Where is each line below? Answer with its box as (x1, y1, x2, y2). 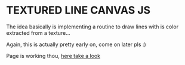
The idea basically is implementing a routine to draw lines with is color (6, 23, 179, 30)
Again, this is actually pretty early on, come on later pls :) (6, 41, 146, 48)
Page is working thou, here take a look (6, 52, 100, 59)
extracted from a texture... (6, 29, 70, 36)
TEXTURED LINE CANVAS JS (6, 4, 151, 17)
